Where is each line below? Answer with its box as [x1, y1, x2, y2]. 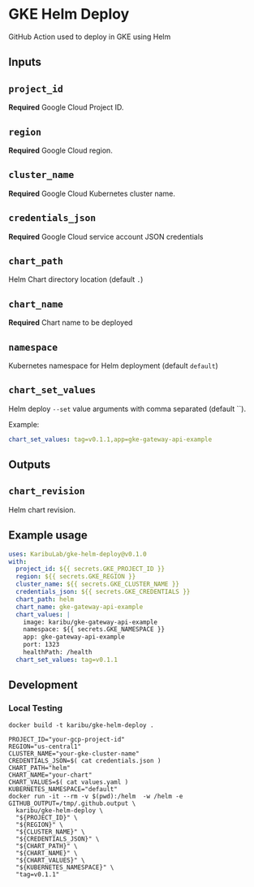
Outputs [8, 458, 51, 472]
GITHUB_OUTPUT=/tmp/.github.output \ [8, 799, 136, 807]
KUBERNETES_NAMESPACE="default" [8, 785, 118, 793]
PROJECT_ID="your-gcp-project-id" [8, 735, 126, 743]
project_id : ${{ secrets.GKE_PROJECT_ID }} [15, 565, 165, 573]
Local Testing [8, 703, 63, 714]
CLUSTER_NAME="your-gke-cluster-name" [8, 749, 140, 758]
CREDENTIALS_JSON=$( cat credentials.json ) [8, 756, 161, 764]
